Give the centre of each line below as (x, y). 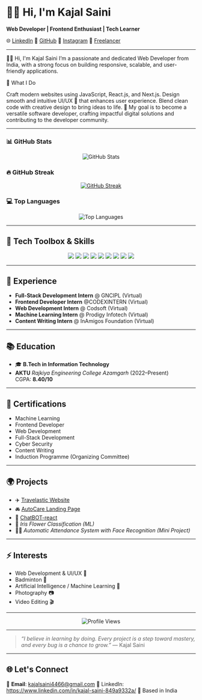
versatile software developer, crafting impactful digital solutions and (90, 113)
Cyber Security (34, 444)
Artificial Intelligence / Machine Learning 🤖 (67, 586)
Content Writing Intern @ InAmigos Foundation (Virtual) (84, 321)
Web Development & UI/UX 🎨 (51, 573)
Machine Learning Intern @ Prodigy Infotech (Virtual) (81, 315)
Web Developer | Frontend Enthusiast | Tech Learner (73, 29)
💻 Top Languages (33, 201)
